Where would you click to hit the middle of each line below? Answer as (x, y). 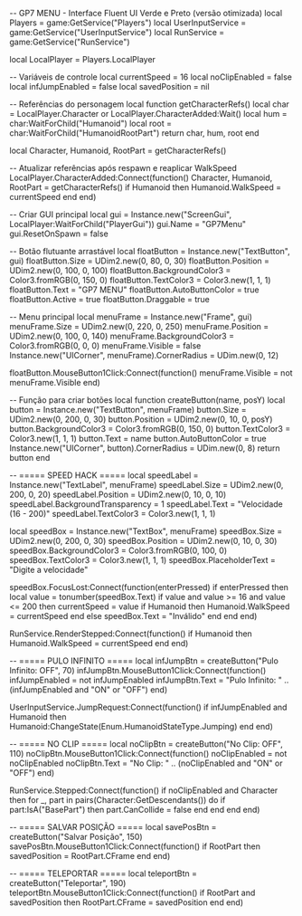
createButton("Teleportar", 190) (68, 883)
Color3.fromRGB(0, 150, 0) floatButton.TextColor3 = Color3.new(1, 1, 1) (140, 280)
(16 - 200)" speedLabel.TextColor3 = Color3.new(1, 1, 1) (113, 514)
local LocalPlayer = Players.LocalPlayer (83, 59)
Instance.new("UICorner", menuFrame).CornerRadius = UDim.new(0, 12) (144, 355)
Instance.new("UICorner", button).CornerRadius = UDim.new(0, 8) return (145, 448)
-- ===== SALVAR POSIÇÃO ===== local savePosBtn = (113, 827)
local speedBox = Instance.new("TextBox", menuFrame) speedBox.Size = (146, 531)
